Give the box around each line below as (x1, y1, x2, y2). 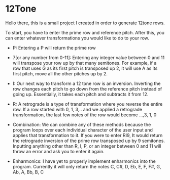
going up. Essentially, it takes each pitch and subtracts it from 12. (12, 91, 149, 97)
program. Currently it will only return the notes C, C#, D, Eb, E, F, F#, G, (12, 163, 161, 169)
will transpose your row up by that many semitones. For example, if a (12, 60, 157, 66)
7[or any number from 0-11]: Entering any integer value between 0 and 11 (12, 54, 165, 61)
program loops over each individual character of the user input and (12, 127, 153, 133)
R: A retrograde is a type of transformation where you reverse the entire (12, 101, 163, 107)
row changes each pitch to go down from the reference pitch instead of (12, 85, 162, 92)
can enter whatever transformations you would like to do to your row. (5, 35, 150, 41)
